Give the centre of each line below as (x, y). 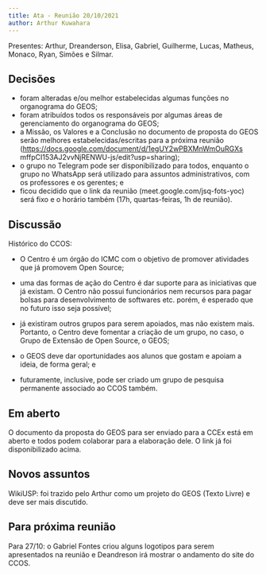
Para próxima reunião (62, 527)
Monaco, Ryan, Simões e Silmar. (61, 54)
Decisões (32, 79)
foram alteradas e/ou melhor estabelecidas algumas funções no (124, 98)
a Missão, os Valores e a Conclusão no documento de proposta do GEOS (139, 132)
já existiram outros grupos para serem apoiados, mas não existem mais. (137, 324)
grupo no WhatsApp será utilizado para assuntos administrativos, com (135, 174)
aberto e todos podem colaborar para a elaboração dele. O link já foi (120, 440)
